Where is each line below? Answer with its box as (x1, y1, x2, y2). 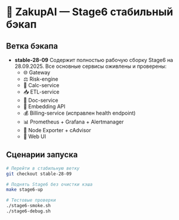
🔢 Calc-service (23, 82, 60, 88)
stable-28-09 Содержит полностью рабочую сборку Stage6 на (14, 57, 174, 63)
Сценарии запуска (6, 150, 78, 160)
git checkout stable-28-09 (6, 171, 72, 177)
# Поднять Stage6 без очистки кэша (6, 181, 93, 187)
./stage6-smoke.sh (6, 203, 51, 209)
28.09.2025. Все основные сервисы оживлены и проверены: (14, 63, 167, 70)
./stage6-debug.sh (6, 208, 51, 214)
